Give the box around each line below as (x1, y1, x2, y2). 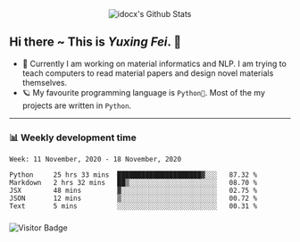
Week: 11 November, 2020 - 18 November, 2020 (9, 155, 181, 164)
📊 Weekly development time (9, 131, 137, 144)
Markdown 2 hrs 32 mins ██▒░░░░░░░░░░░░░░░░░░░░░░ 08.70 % (9, 179, 257, 188)
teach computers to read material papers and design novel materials (21, 67, 274, 79)
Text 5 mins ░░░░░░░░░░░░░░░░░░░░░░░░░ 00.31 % (9, 202, 257, 211)
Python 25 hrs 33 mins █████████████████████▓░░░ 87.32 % (9, 171, 257, 179)
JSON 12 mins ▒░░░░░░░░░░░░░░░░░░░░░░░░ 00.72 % (9, 194, 257, 204)
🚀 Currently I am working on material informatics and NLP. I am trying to (21, 58, 287, 69)
